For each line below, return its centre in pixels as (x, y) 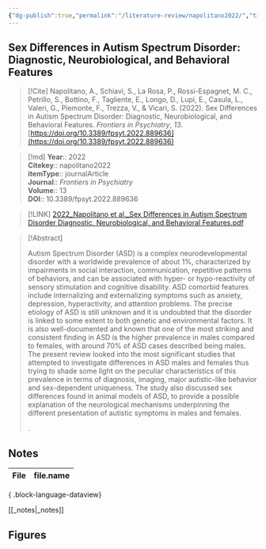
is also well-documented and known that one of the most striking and (141, 329)
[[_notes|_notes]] (36, 510)
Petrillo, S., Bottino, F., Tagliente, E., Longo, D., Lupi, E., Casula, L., (135, 100)
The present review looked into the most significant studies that (131, 354)
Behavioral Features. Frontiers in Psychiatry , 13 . (105, 125)
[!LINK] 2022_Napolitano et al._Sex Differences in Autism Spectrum (137, 214)
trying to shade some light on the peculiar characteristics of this (132, 371)
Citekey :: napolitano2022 (69, 165)
